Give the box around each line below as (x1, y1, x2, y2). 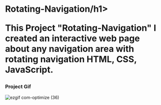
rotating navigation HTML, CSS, (5, 54, 137, 65)
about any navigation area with (5, 43, 134, 54)
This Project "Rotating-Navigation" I (5, 23, 157, 34)
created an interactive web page (5, 33, 140, 44)
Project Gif (5, 83, 31, 90)
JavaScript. (5, 64, 54, 76)
